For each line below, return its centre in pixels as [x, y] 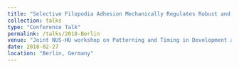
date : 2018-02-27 [33, 47]
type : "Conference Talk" [44, 27]
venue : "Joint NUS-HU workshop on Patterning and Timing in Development [117, 40]
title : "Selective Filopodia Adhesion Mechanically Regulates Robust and [119, 14]
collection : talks [34, 21]
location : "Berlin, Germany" [51, 54]
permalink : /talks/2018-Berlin [54, 34]
